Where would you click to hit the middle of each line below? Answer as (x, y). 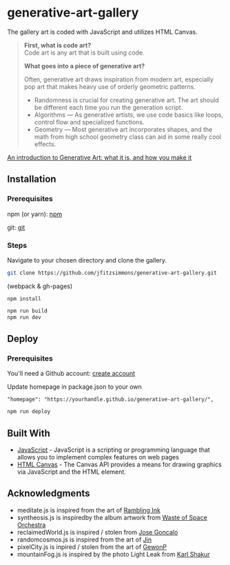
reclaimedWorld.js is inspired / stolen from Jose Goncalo (97, 532)
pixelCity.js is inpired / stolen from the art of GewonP (92, 546)
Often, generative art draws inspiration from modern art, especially (119, 79)
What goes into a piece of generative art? (84, 66)
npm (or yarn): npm (35, 214)
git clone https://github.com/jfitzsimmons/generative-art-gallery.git (112, 273)
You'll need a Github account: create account (71, 374)
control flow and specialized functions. (89, 122)
